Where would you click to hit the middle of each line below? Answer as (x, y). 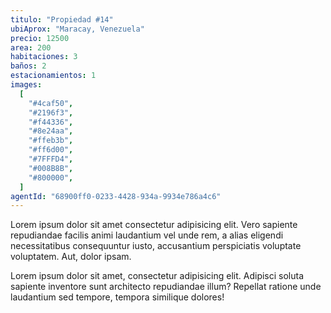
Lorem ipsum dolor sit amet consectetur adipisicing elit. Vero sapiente (154, 225)
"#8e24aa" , (51, 131)
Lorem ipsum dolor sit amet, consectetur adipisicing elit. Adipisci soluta (157, 276)
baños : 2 (28, 66)
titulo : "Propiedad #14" (62, 19)
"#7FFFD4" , (51, 159)
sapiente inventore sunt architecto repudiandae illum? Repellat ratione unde (166, 287)
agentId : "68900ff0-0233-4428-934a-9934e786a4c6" (116, 196)
